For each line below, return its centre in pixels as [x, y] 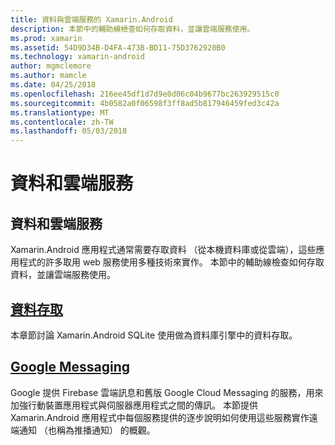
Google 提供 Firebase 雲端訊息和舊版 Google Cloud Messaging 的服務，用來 [167, 392]
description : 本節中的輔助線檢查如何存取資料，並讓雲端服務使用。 [132, 29]
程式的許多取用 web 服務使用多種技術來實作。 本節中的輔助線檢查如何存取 [171, 262]
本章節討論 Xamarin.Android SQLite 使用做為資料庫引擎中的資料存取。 [154, 335]
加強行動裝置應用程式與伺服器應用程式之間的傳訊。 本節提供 [134, 405]
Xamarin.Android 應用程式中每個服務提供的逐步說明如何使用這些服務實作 [160, 417]
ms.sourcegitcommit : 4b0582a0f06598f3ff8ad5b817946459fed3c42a [145, 103]
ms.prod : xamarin [46, 38]
